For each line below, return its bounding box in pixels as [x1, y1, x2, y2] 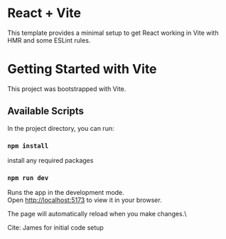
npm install [7, 142, 49, 150]
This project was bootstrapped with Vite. [7, 84, 127, 93]
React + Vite [7, 5, 82, 21]
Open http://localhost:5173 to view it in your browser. [7, 196, 162, 204]
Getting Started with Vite [7, 61, 158, 78]
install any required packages [7, 156, 94, 164]
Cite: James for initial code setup [7, 223, 104, 232]
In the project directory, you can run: [7, 124, 114, 132]
